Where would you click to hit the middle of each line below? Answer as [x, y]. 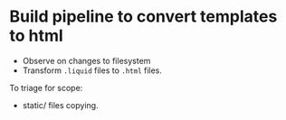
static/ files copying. [60, 105]
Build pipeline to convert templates [143, 17]
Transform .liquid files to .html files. [92, 70]
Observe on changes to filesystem [86, 60]
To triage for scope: [46, 88]
